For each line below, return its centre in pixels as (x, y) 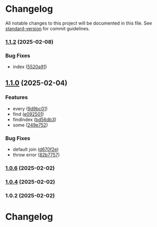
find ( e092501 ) (28, 114)
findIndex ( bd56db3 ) (35, 119)
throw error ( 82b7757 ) (36, 155)
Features (17, 97)
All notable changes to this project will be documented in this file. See (79, 23)
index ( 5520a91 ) (30, 67)
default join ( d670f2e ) (36, 150)
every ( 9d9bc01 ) (30, 109)
